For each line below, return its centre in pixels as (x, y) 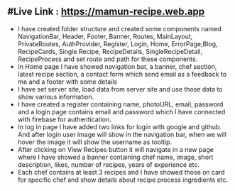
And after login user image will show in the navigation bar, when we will (122, 134)
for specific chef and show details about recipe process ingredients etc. (123, 180)
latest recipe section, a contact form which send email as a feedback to (122, 74)
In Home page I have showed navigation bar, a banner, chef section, (117, 66)
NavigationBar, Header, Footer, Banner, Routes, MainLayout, (105, 36)
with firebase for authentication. (64, 119)
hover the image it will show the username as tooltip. (95, 142)
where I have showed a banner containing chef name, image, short (115, 157)
